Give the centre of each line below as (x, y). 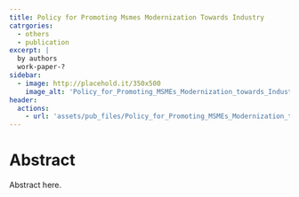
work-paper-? (41, 67)
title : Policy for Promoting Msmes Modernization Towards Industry (137, 17)
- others (33, 34)
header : (24, 100)
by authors (37, 59)
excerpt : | (29, 51)
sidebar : (25, 75)
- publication (43, 42)
